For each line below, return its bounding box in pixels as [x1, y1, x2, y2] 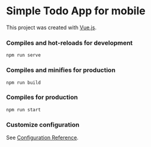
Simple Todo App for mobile [6, 4, 146, 18]
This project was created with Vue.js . [6, 24, 97, 31]
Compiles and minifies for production [6, 66, 115, 74]
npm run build [6, 79, 41, 86]
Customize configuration [6, 120, 80, 129]
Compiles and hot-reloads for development [6, 39, 133, 47]
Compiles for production [6, 93, 78, 102]
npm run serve [6, 52, 41, 58]
